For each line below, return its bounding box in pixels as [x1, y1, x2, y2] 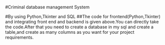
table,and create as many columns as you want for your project [5, 29, 135, 35]
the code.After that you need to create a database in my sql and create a [5, 24, 154, 30]
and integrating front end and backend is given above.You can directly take [5, 19, 159, 24]
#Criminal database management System [5, 4, 90, 10]
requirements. [5, 34, 34, 40]
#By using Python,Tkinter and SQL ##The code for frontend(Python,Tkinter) [5, 14, 161, 19]
